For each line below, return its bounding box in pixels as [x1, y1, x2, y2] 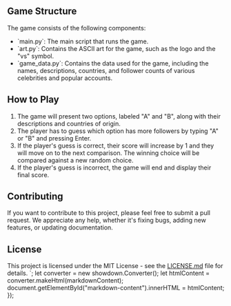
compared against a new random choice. [17, 156, 134, 164]
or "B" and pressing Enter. [17, 134, 92, 142]
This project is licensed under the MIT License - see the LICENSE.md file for [7, 262, 223, 270]
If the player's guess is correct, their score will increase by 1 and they [17, 141, 214, 150]
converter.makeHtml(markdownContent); [7, 276, 124, 285]
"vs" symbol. [17, 52, 54, 60]
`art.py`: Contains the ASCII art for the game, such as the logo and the [17, 44, 216, 52]
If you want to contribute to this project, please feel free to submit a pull [7, 209, 210, 217]
